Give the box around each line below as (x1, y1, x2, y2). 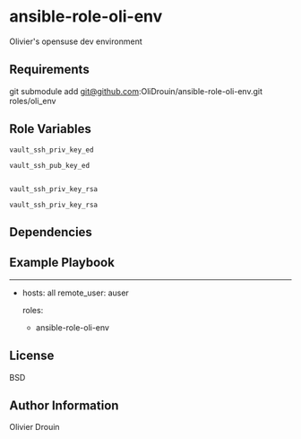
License (9, 348, 55, 364)
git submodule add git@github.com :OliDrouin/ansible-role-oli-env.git (9, 85, 262, 96)
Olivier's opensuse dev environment (9, 36, 142, 47)
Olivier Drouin (9, 422, 60, 433)
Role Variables (9, 121, 91, 136)
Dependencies (9, 224, 92, 240)
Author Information (9, 398, 119, 413)
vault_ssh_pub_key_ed (9, 161, 90, 170)
